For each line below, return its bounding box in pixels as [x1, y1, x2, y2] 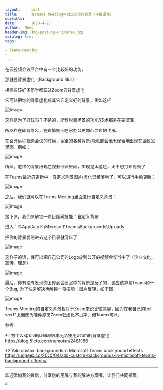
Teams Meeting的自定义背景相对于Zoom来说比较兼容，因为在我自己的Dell [5, 305, 153, 312]
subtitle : [5, 16, 25, 21]
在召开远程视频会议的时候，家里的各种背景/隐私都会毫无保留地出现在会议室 [5, 137, 156, 144]
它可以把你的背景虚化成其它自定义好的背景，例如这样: [5, 97, 113, 103]
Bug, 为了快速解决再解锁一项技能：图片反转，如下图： [9, 286, 117, 292]
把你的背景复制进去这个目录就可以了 [5, 234, 78, 240]
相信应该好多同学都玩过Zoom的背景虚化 [5, 87, 85, 93]
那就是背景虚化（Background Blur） [5, 76, 77, 82]
